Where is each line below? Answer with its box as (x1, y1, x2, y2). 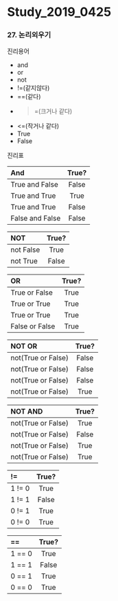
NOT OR (10, 342, 38, 351)
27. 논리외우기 (7, 30, 51, 40)
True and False (10, 180, 58, 189)
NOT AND (10, 407, 43, 416)
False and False (10, 214, 61, 223)
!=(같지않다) (16, 84, 50, 92)
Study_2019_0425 (7, 4, 112, 20)
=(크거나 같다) (34, 107, 73, 115)
